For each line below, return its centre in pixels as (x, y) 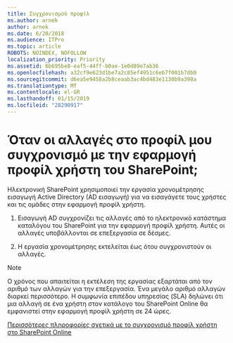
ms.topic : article (34, 46)
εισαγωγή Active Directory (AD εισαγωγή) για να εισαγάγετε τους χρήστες (117, 197)
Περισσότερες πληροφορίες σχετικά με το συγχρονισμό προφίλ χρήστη (112, 325)
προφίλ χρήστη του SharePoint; (103, 170)
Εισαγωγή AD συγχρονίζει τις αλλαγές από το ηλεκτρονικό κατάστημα (122, 218)
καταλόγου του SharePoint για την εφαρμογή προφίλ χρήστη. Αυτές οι (121, 225)
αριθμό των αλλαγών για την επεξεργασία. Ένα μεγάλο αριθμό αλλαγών (116, 288)
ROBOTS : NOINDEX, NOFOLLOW (47, 53)
